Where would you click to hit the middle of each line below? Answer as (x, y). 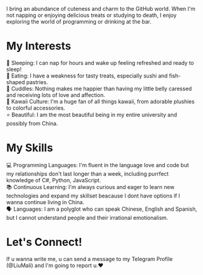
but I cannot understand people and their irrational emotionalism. (87, 217)
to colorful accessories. (36, 108)
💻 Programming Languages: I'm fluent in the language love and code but (98, 165)
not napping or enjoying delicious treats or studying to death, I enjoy (92, 15)
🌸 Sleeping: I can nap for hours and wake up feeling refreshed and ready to (100, 62)
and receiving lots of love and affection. (56, 95)
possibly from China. (32, 123)
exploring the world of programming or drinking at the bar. (79, 22)
